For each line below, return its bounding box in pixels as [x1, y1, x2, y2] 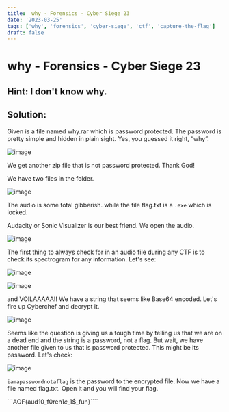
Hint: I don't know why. [7, 86, 107, 97]
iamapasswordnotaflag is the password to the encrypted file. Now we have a [7, 377, 220, 385]
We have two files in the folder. [7, 174, 94, 182]
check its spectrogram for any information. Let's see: [7, 255, 157, 263]
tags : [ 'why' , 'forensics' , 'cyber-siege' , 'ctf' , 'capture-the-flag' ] [7, 23, 215, 29]
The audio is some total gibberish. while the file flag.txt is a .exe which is [7, 201, 212, 209]
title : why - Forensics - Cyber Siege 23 [7, 10, 130, 17]
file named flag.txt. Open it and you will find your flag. [7, 384, 159, 392]
